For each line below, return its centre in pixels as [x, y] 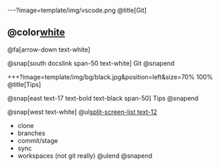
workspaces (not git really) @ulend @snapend [85, 156]
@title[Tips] [24, 84]
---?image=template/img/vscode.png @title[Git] [77, 10]
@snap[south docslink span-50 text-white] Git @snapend [91, 63]
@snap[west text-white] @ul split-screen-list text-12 [82, 112]
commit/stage [38, 140]
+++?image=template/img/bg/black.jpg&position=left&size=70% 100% [110, 76]
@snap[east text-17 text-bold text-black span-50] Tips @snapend [103, 98]
